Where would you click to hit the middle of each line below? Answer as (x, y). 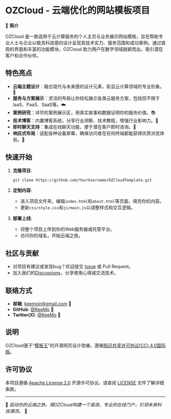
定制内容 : (22, 190)
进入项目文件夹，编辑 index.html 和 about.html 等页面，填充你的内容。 (92, 201)
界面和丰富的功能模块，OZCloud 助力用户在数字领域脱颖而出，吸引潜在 (89, 49)
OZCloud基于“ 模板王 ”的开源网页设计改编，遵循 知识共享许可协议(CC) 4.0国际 (85, 345)
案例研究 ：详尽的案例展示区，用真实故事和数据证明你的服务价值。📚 (84, 112)
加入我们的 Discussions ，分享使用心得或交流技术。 (65, 273)
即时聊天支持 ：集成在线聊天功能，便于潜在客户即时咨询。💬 (74, 127)
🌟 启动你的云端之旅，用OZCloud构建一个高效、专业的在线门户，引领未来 (81, 404)
